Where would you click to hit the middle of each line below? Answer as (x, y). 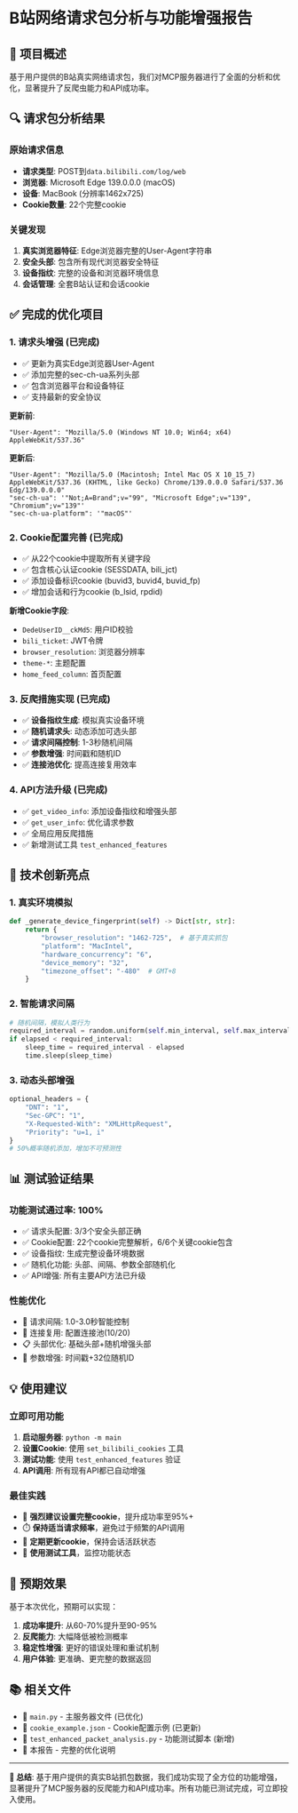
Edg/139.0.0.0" (37, 490)
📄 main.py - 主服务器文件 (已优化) (82, 1716)
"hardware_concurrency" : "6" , (97, 954)
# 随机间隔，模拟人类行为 (50, 1023)
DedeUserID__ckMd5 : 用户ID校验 (78, 629)
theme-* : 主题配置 (54, 662)
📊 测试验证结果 (52, 1178)
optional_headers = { (49, 1099)
